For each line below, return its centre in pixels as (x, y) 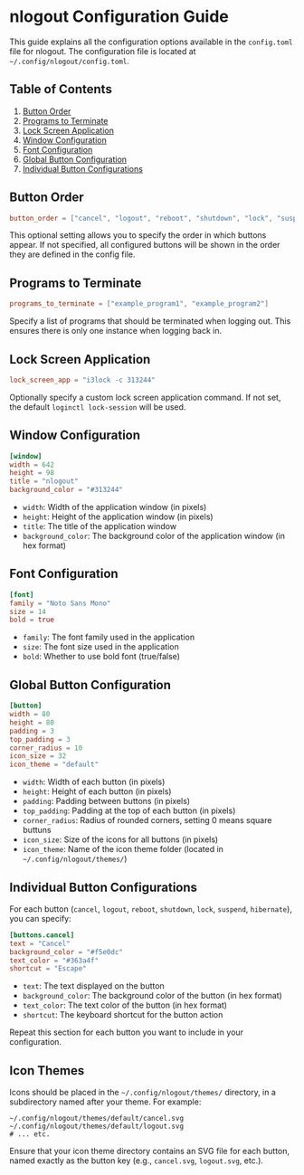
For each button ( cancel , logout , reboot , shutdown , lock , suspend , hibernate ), (151, 909)
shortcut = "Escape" (48, 969)
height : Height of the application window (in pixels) (118, 516)
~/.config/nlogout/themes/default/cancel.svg (96, 1119)
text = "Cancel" (40, 943)
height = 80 (32, 722)
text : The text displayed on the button (93, 986)
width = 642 (32, 464)
